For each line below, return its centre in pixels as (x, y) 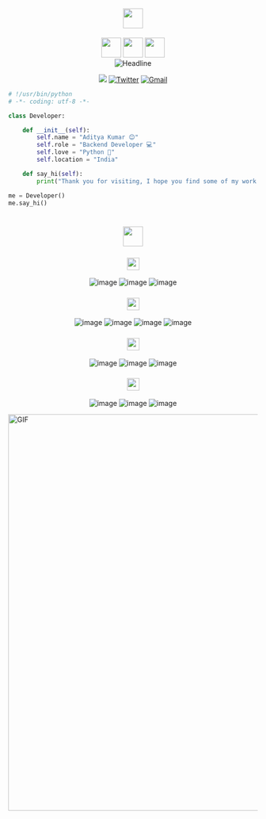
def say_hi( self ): (53, 174)
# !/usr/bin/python (40, 94)
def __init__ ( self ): (56, 130)
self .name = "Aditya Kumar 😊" (87, 138)
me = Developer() (37, 195)
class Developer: (37, 116)
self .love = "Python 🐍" (76, 152)
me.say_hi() (28, 203)
